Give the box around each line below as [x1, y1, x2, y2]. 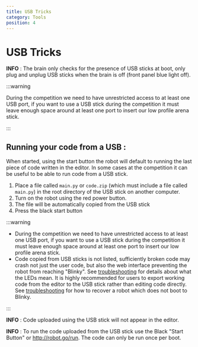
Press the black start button [14, 207, 83, 214]
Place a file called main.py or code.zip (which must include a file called [14, 182, 188, 189]
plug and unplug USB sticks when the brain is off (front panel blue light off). [6, 71, 191, 78]
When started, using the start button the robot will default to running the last [6, 158, 192, 165]
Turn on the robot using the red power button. [14, 194, 127, 202]
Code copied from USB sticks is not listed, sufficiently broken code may [14, 255, 191, 263]
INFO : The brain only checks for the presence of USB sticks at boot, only [6, 65, 186, 72]
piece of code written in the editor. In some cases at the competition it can [6, 164, 188, 171]
